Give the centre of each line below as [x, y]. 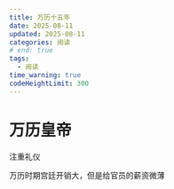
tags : [19, 59]
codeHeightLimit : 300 [49, 83]
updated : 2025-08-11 [47, 34]
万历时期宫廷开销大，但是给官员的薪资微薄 [87, 175]
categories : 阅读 [40, 42]
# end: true [31, 51]
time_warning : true [45, 75]
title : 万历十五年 [40, 17]
